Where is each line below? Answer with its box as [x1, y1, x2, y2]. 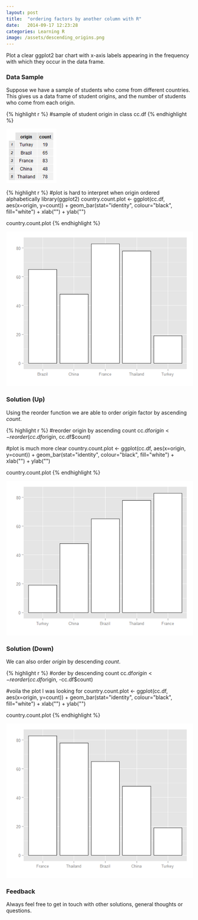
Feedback [6, 887, 36, 896]
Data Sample [6, 73, 44, 82]
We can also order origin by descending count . [6, 658, 121, 665]
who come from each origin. [6, 99, 75, 107]
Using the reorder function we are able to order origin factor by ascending [6, 408, 187, 416]
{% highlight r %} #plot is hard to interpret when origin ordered [6, 189, 160, 197]
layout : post [6, 10, 39, 15]
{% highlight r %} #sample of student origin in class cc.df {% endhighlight [6, 111, 187, 118]
